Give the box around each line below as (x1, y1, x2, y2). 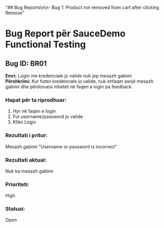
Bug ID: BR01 (5, 59, 47, 68)
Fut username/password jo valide (12, 113, 83, 120)
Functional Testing (5, 39, 86, 50)
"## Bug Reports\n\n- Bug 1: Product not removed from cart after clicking (5, 5, 159, 10)
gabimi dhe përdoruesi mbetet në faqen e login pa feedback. (5, 84, 133, 89)
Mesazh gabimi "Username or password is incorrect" (5, 143, 118, 149)
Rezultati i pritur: (5, 132, 48, 139)
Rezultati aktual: (5, 156, 47, 163)
